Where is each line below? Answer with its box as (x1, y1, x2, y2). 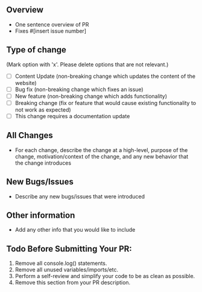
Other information (6, 210, 75, 220)
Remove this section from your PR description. (14, 279, 131, 286)
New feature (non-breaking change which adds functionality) (14, 92, 168, 100)
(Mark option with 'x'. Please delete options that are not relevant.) (6, 60, 169, 68)
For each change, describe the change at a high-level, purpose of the (14, 146, 188, 153)
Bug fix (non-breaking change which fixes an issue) (14, 86, 144, 93)
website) (14, 79, 37, 86)
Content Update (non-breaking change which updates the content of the (14, 72, 196, 80)
